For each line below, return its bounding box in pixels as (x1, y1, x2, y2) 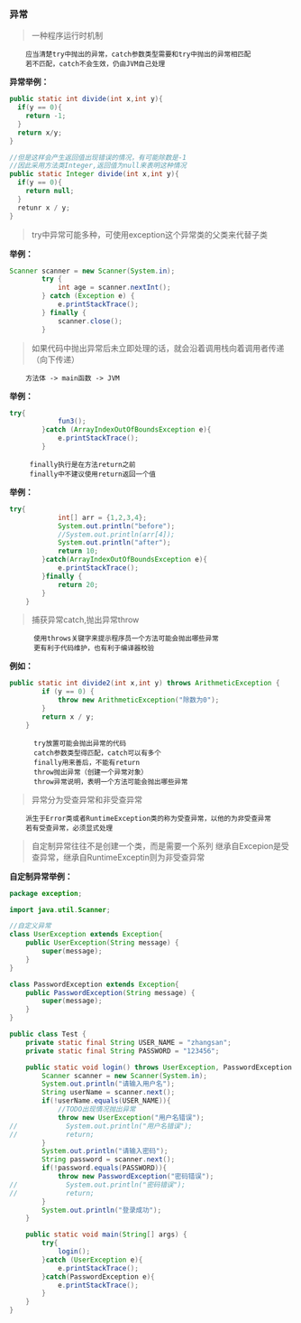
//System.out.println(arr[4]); (57, 530, 176, 539)
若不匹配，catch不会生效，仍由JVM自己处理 (25, 60, 166, 69)
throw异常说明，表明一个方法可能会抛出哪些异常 (32, 777, 188, 787)
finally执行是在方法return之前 (29, 460, 136, 469)
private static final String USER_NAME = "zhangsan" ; (25, 1038, 232, 1047)
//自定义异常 (9, 921, 51, 931)
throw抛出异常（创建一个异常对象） (32, 768, 149, 777)
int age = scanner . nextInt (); (57, 283, 171, 293)
